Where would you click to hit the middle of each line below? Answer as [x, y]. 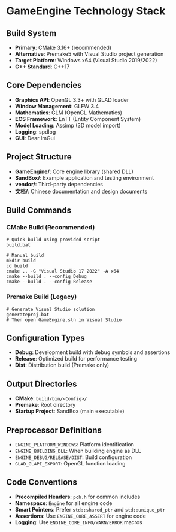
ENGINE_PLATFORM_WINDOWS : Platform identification [75, 445]
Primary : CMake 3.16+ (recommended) [63, 47]
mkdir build [21, 261]
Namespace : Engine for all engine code [63, 503]
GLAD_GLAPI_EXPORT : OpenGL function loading [70, 464]
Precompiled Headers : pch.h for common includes [78, 497]
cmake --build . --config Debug [46, 277]
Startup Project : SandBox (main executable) [69, 411]
